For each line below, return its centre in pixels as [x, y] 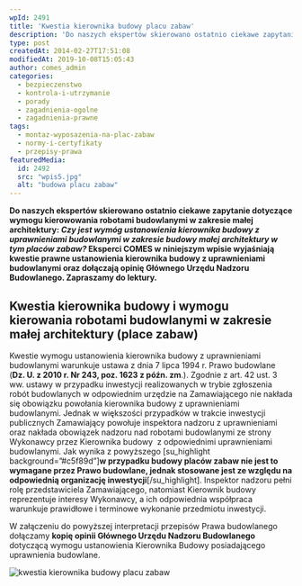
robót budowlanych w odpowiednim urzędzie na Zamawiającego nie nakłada [151, 393]
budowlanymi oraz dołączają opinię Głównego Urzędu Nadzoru [129, 268]
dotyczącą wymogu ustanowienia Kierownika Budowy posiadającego [138, 545]
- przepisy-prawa [50, 151]
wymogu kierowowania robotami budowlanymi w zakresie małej [131, 221]
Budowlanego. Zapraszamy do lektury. [83, 278]
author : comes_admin [48, 68]
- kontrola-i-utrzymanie [64, 93]
